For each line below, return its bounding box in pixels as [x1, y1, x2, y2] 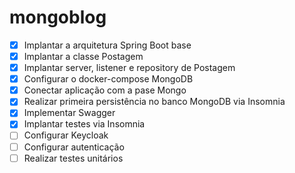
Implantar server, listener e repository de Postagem [23, 62, 236, 74]
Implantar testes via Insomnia [23, 118, 146, 130]
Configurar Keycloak [23, 129, 109, 141]
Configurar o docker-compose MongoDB [23, 73, 194, 85]
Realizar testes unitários [23, 152, 124, 164]
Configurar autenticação [23, 141, 125, 153]
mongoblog [9, 6, 107, 29]
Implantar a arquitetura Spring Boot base [23, 39, 192, 51]
